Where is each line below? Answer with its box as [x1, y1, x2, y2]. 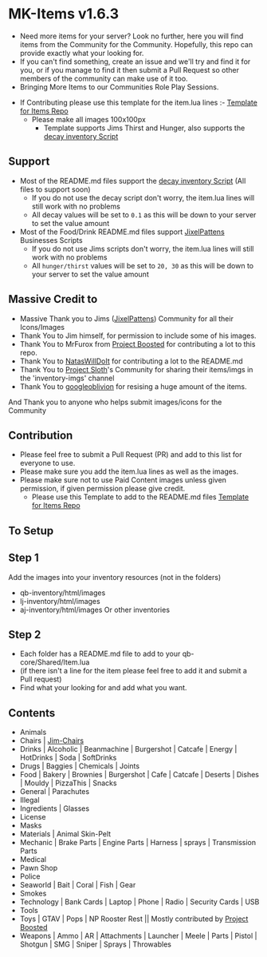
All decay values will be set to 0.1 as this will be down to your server [31, 209, 257, 220]
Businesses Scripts [19, 235, 83, 244]
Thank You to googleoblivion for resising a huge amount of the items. [19, 381, 247, 391]
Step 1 [8, 551, 40, 565]
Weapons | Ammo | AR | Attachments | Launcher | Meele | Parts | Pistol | [19, 931, 257, 941]
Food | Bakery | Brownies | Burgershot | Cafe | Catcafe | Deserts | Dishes [19, 770, 259, 780]
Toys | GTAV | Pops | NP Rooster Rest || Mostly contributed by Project [19, 914, 249, 923]
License [19, 812, 46, 822]
